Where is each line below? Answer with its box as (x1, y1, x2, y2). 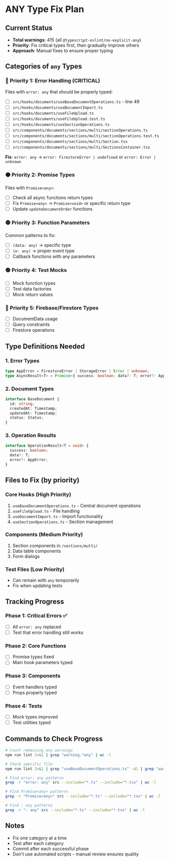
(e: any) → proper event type (12, 248, 75, 254)
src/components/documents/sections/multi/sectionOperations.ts (12, 128, 148, 133)
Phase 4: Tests (5, 702, 43, 709)
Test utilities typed (12, 720, 51, 726)
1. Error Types (5, 357, 40, 364)
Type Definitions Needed (5, 342, 85, 350)
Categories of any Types (5, 62, 82, 71)
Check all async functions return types (12, 194, 93, 200)
